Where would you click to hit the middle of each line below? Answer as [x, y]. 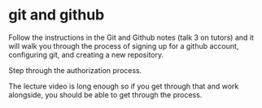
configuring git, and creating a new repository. [86, 54]
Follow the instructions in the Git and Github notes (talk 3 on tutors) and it [131, 37]
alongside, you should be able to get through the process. [105, 94]
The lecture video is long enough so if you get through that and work [124, 86]
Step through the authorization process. [75, 70]
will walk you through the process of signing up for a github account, [124, 45]
